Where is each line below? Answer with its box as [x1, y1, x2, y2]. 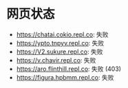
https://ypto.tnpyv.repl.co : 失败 [16, 38, 105, 47]
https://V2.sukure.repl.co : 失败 [16, 47, 103, 56]
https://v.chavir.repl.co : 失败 [16, 56, 96, 64]
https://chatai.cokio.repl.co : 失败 [16, 30, 109, 38]
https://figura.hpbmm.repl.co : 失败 [16, 73, 114, 81]
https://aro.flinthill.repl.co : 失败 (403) [16, 65, 122, 73]
